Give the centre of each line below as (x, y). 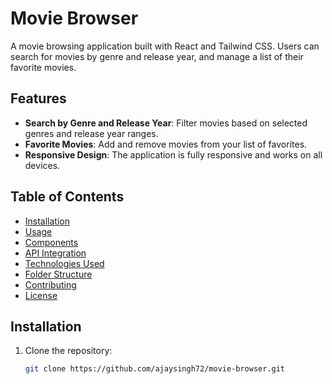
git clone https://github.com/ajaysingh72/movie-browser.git (155, 369)
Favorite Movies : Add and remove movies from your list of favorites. (166, 144)
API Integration (55, 253)
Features (38, 98)
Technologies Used (64, 263)
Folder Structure (58, 274)
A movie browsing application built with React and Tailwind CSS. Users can (165, 46)
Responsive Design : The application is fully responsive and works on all (173, 154)
